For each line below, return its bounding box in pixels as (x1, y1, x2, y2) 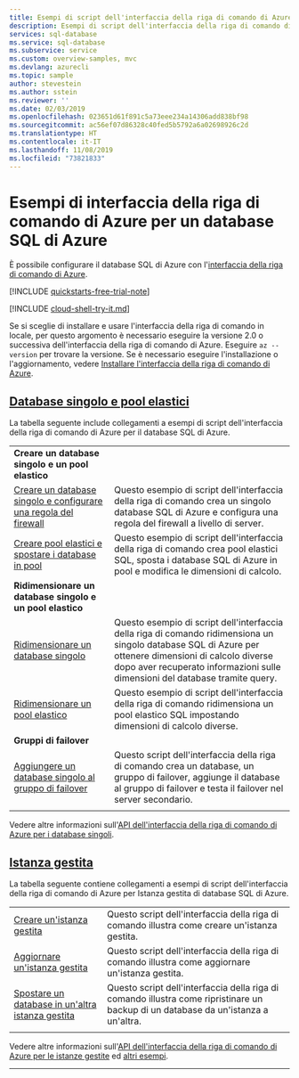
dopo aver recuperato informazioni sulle (114, 661, 282, 674)
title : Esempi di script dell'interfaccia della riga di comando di (9, 12, 269, 22)
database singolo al (13, 772, 95, 784)
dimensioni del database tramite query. (114, 672, 278, 684)
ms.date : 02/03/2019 (9, 104, 86, 113)
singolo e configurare (13, 495, 103, 508)
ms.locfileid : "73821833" (9, 153, 105, 163)
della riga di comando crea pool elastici (114, 543, 279, 555)
